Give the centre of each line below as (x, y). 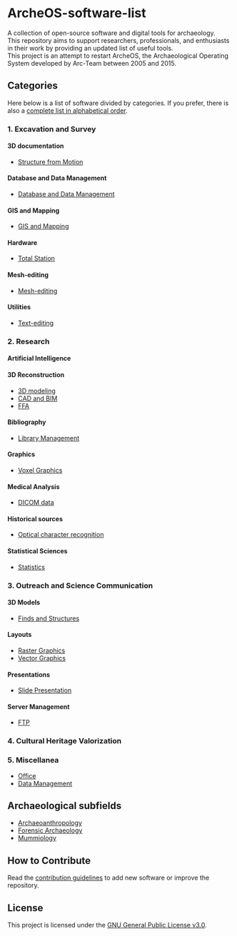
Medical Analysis (34, 486)
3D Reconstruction (36, 375)
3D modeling (36, 391)
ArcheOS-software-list (77, 13)
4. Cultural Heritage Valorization (65, 741)
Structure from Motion (50, 161)
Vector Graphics (42, 658)
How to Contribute (49, 861)
